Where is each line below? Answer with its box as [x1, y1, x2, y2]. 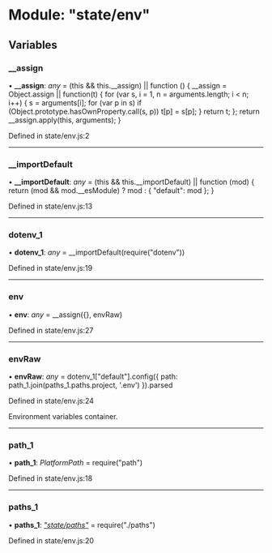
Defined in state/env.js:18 [8, 474, 93, 483]
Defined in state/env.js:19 [8, 264, 93, 273]
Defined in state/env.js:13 [8, 201, 93, 212]
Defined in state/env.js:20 [8, 535, 95, 545]
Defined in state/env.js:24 [8, 396, 95, 406]
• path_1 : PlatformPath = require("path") [8, 458, 143, 468]
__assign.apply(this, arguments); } [8, 115, 121, 125]
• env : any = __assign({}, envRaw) [8, 310, 123, 319]
